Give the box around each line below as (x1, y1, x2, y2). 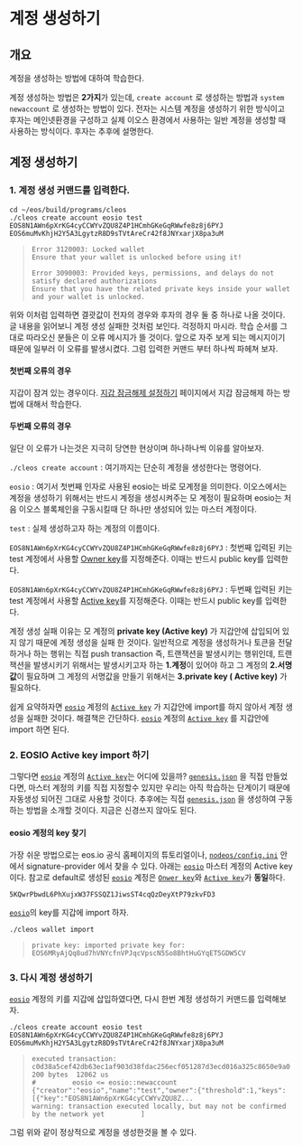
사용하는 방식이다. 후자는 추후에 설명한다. (9, 126, 154, 136)
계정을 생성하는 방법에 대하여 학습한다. (9, 73, 144, 83)
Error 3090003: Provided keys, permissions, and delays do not (31, 268, 275, 277)
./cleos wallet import (9, 925, 95, 934)
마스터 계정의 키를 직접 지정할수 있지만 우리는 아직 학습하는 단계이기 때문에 (28, 783, 291, 794)
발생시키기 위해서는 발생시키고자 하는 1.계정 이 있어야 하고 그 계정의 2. (32, 660, 278, 671)
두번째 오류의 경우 (9, 421, 72, 432)
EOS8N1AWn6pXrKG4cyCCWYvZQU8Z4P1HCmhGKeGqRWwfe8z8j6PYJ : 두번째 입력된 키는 (9, 584, 293, 595)
